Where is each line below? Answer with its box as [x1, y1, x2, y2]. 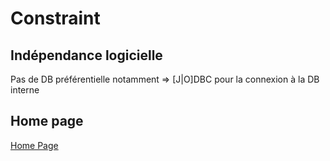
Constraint [10, 7, 101, 30]
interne [10, 84, 40, 96]
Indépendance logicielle [10, 47, 163, 64]
